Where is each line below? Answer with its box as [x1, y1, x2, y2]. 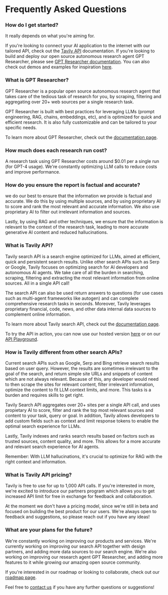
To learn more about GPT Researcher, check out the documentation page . [5, 134, 158, 140]
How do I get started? [5, 22, 59, 29]
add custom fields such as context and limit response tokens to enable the [5, 417, 159, 423]
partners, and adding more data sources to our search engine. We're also [5, 548, 157, 554]
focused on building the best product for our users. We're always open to [5, 508, 157, 515]
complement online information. [5, 311, 71, 317]
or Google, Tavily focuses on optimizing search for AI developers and [5, 264, 148, 270]
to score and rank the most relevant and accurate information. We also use [5, 204, 159, 210]
